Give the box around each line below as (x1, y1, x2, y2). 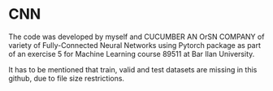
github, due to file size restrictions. (8, 73, 124, 83)
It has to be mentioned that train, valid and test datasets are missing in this (8, 64, 258, 74)
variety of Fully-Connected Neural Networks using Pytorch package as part (8, 40, 262, 50)
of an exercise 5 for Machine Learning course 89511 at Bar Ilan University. (8, 49, 255, 58)
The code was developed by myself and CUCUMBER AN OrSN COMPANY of (8, 32, 265, 41)
